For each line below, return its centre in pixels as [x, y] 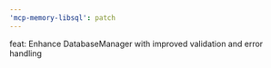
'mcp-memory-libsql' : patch [63, 18]
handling [26, 53]
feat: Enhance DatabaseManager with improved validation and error [136, 44]
